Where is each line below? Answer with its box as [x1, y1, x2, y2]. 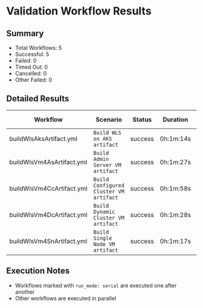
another [14, 288, 35, 295]
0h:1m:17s [159, 237, 192, 245]
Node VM [93, 240, 115, 248]
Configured [93, 182, 125, 189]
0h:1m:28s [159, 210, 192, 219]
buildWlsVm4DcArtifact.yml [9, 210, 88, 219]
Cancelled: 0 [14, 70, 47, 77]
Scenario [95, 115, 123, 124]
